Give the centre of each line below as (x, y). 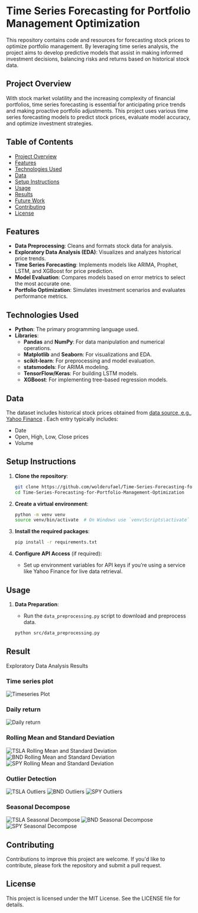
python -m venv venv (40, 514)
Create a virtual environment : (51, 504)
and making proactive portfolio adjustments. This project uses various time (97, 110)
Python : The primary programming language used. (77, 329)
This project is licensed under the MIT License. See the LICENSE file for (93, 898)
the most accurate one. (43, 284)
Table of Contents (40, 142)
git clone (27, 487)
